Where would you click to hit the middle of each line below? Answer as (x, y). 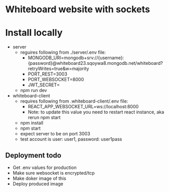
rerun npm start (44, 117)
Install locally (34, 33)
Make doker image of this (39, 178)
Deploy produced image (38, 184)
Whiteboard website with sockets (78, 9)
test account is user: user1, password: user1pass (71, 139)
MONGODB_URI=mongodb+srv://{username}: (76, 58)
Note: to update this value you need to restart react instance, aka (96, 112)
